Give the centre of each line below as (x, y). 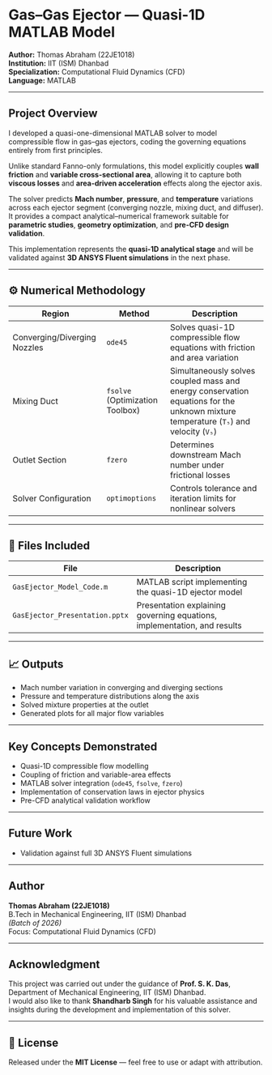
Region (55, 314)
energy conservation (209, 390)
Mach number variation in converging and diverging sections (121, 688)
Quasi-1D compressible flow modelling (84, 766)
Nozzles (28, 348)
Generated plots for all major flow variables (92, 714)
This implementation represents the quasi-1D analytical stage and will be (131, 249)
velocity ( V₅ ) (193, 431)
